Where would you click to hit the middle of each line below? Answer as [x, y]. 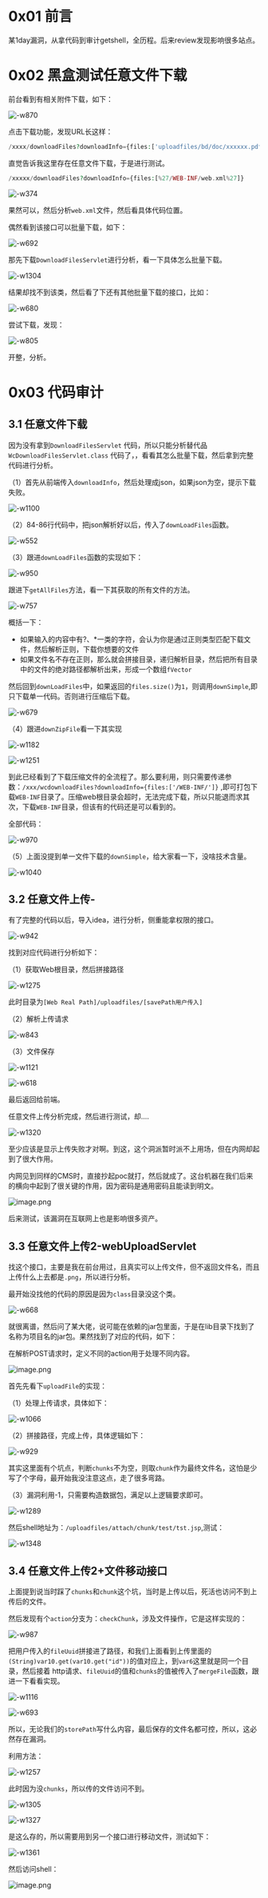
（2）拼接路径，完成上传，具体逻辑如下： [77, 1436]
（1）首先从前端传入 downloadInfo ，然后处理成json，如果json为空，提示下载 [132, 482]
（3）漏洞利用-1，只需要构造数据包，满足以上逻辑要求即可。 [108, 1495]
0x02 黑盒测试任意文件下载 [98, 76]
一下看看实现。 [39, 1681]
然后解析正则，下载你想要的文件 [87, 649]
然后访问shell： [33, 1869]
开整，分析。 [29, 357]
